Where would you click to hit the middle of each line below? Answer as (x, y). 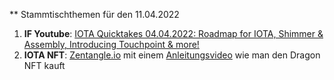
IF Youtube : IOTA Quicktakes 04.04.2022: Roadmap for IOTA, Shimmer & (173, 33)
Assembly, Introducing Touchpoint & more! (111, 44)
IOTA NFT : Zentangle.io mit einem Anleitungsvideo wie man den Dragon (172, 55)
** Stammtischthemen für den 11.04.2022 (94, 14)
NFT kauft (44, 65)
